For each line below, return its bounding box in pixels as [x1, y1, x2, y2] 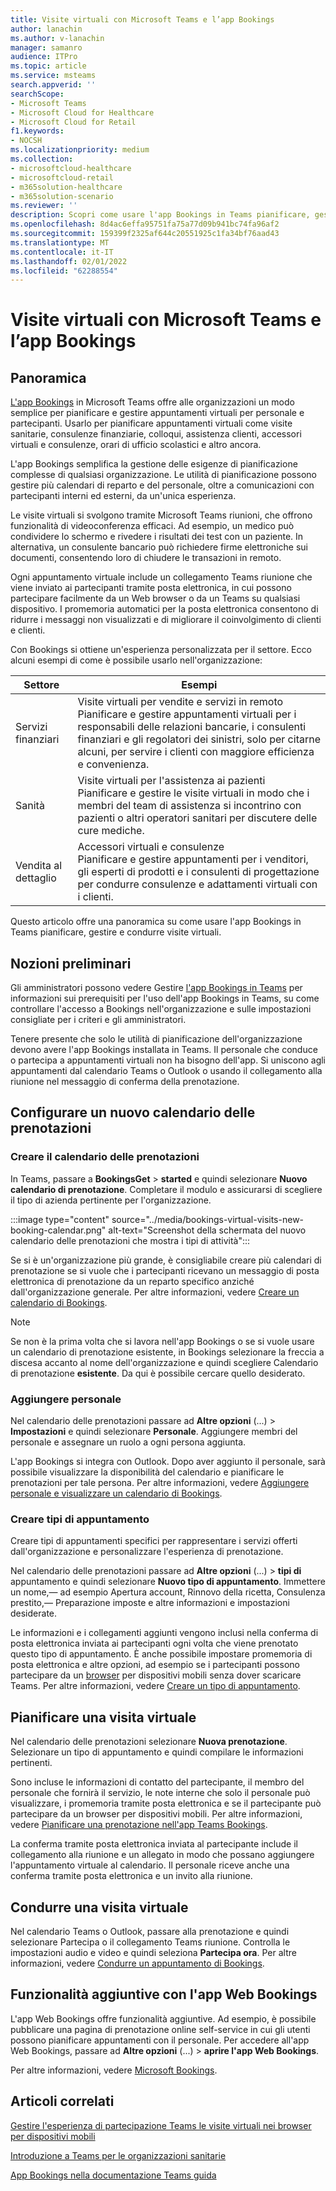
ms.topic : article [10, 61, 87, 71]
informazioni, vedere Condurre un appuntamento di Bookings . [10, 1957, 265, 1969]
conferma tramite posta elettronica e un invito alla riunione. [10, 1870, 253, 1882]
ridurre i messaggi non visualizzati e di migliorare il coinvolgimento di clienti [10, 614, 322, 626]
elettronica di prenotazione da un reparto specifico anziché [10, 1275, 255, 1287]
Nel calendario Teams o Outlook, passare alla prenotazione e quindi [10, 1925, 290, 1937]
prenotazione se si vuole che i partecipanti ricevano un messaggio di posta [10, 1264, 320, 1276]
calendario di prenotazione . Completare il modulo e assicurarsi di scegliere [10, 1183, 323, 1195]
